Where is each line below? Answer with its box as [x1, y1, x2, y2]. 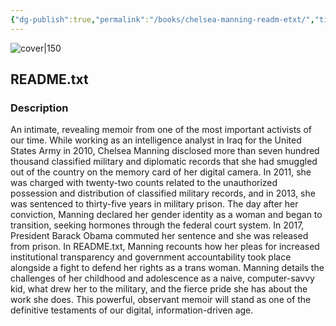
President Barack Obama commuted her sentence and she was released [10, 230, 309, 242]
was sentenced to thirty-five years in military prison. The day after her [10, 198, 299, 210]
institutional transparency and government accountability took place [10, 251, 292, 263]
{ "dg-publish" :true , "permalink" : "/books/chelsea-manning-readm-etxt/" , [10, 14, 315, 25]
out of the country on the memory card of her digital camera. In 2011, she [10, 166, 312, 178]
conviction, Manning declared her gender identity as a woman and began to [10, 209, 323, 221]
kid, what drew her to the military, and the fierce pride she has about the [10, 283, 308, 295]
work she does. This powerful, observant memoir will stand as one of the [10, 294, 312, 306]
